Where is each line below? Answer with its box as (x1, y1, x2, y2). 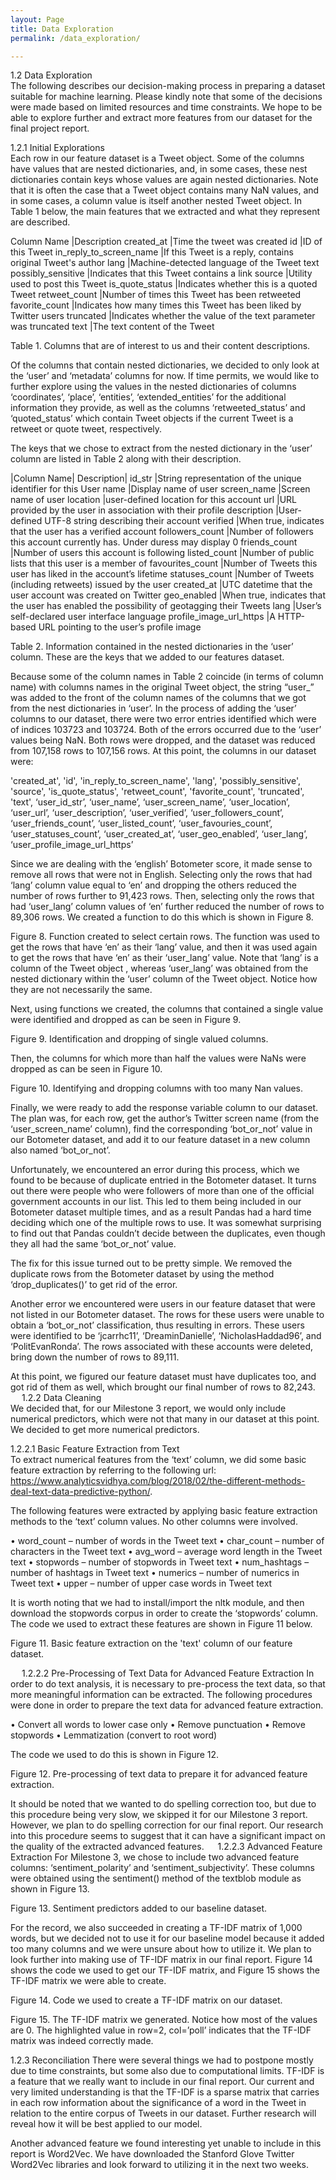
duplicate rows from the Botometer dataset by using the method (10, 1268, 275, 1280)
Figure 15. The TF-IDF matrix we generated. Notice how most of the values (10, 2014, 318, 2026)
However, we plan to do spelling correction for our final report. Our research (10, 1819, 324, 1831)
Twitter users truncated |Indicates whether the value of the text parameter (10, 310, 316, 322)
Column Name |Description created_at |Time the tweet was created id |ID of (10, 236, 323, 248)
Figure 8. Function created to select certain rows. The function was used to (10, 931, 320, 943)
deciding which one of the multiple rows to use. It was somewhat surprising (10, 1217, 322, 1229)
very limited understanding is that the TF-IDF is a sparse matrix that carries (10, 2086, 320, 2098)
